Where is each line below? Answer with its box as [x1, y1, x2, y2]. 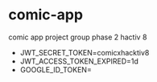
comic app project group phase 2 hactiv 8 [8, 32, 147, 42]
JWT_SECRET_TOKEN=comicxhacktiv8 [19, 47, 150, 57]
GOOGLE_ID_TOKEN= [19, 64, 93, 74]
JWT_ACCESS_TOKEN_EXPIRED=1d [19, 56, 139, 66]
